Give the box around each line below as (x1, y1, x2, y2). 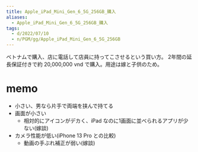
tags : (6, 25, 20, 31)
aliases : (6, 14, 28, 20)
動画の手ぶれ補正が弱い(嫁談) (23, 139, 95, 146)
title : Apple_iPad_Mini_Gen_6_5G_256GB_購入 (6, 8, 116, 15)
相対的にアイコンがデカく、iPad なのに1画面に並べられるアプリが (23, 117, 184, 124)
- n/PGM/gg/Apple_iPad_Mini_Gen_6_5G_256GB (11, 36, 120, 42)
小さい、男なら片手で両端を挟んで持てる (14, 102, 114, 109)
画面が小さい (14, 109, 46, 116)
